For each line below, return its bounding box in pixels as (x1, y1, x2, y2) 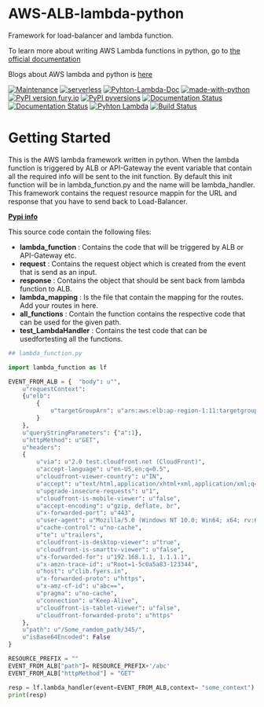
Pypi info (8, 211, 38, 221)
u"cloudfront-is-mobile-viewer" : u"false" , (36, 494, 181, 503)
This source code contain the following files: (8, 227, 152, 236)
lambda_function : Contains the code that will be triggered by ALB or (19, 242, 244, 251)
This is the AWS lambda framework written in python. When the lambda (8, 155, 240, 164)
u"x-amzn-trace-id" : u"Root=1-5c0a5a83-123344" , (36, 560, 199, 568)
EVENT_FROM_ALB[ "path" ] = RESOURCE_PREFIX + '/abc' (8, 661, 170, 670)
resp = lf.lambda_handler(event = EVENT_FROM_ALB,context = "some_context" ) (8, 683, 255, 691)
